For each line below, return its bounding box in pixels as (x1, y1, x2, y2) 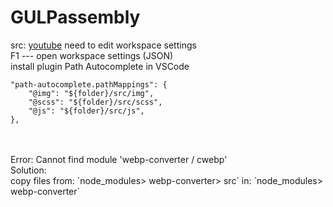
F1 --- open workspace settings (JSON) (10, 49, 174, 61)
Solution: (10, 164, 47, 176)
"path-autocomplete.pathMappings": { (10, 79, 168, 90)
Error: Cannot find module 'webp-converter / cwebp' (10, 153, 228, 165)
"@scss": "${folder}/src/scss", (28, 97, 163, 107)
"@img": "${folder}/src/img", (28, 88, 155, 98)
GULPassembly (10, 6, 141, 29)
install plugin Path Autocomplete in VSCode (10, 60, 190, 72)
